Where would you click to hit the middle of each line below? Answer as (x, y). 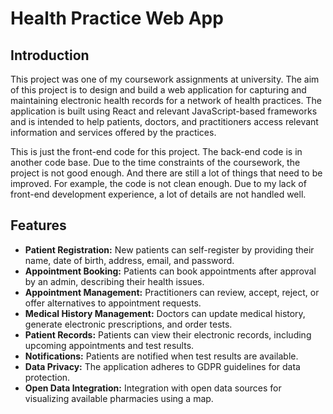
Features (38, 225)
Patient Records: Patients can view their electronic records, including (168, 334)
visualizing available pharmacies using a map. (119, 398)
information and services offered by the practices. (113, 132)
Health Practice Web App (117, 18)
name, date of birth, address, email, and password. (129, 260)
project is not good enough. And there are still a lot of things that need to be (166, 173)
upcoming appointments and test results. (109, 345)
